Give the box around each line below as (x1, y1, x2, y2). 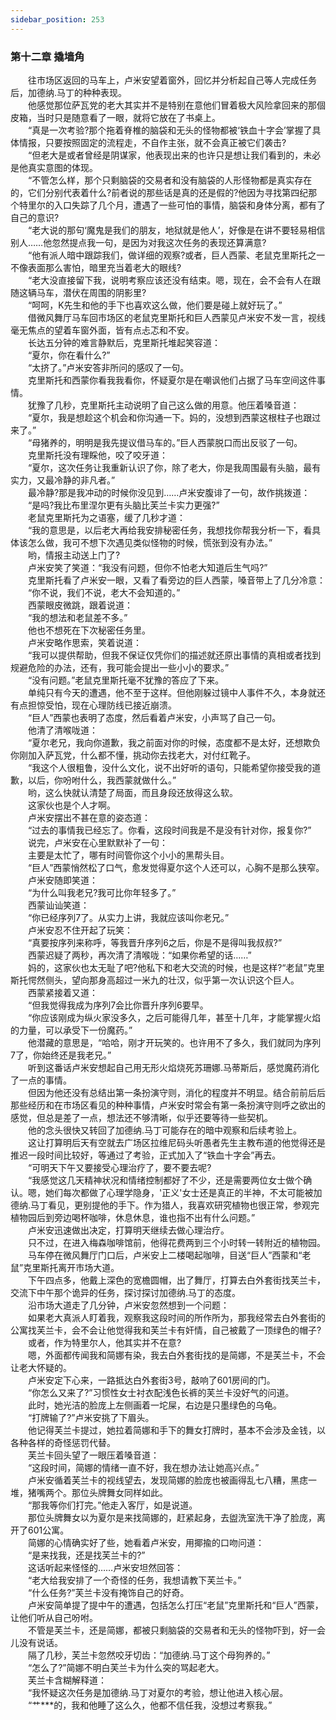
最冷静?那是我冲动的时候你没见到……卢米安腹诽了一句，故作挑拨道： (27, 486, 311, 498)
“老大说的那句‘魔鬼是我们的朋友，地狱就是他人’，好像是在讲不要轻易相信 (27, 224, 326, 236)
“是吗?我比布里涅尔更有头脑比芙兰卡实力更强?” (27, 499, 220, 511)
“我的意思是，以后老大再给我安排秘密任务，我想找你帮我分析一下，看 (27, 524, 313, 536)
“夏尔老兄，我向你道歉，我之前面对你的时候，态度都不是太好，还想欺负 (27, 736, 322, 748)
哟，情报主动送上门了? (27, 549, 121, 561)
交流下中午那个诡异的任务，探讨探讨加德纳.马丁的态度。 (10, 1286, 242, 1298)
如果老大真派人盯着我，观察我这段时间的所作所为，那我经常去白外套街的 (27, 1311, 326, 1323)
